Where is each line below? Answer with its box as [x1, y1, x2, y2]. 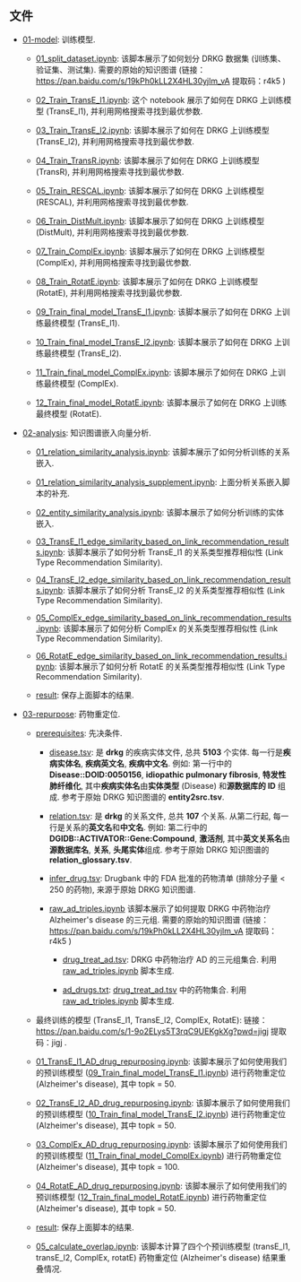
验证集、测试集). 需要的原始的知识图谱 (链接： [35, 64, 206, 74]
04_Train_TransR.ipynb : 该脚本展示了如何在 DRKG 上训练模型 [35, 155, 260, 166]
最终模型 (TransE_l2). [43, 348, 123, 359]
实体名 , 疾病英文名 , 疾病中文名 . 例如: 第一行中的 [56, 758, 233, 768]
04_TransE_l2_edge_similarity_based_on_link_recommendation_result [35, 574, 291, 585]
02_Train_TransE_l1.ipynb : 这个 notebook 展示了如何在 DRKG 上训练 [35, 94, 284, 105]
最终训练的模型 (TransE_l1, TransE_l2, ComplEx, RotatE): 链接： [35, 1014, 268, 1025]
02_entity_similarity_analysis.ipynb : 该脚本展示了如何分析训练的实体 [35, 507, 285, 517]
